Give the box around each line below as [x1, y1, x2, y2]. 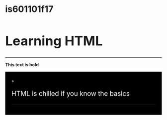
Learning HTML [5, 32, 103, 49]
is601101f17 [5, 3, 54, 15]
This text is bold [5, 62, 39, 68]
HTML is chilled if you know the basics [11, 90, 130, 98]
